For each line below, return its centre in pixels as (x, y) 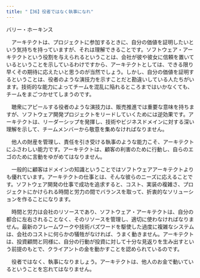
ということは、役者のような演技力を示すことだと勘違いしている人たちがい (103, 79)
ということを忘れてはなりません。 (53, 269)
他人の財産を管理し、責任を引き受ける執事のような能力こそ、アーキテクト (103, 142)
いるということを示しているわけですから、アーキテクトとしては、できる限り (100, 64)
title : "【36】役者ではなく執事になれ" (50, 12)
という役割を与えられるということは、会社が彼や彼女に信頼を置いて (110, 57)
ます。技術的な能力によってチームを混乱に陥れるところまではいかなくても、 (99, 86)
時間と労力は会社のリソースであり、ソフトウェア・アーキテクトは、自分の (102, 211)
